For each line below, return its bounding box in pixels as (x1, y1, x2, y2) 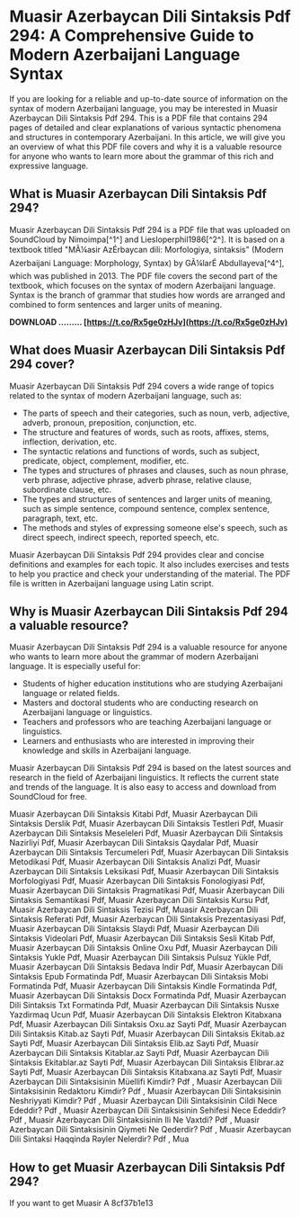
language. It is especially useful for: (9, 661, 141, 672)
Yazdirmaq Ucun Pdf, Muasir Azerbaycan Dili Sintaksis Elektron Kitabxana (9, 1009, 282, 1020)
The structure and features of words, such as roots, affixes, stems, (22, 426, 269, 437)
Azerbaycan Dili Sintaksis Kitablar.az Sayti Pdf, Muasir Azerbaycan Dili (9, 1048, 269, 1059)
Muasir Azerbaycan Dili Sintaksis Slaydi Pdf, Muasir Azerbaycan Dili (9, 924, 260, 935)
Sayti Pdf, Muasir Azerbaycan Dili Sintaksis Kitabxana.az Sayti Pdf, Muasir (9, 1067, 283, 1078)
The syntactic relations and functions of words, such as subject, (22, 445, 260, 456)
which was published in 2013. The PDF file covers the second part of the (9, 270, 278, 281)
